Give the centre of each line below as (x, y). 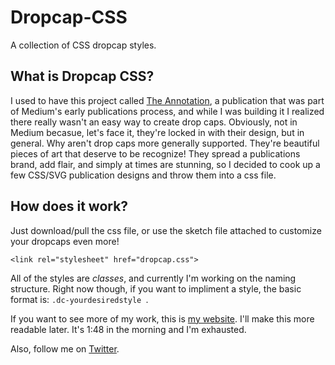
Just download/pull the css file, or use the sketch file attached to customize (166, 230)
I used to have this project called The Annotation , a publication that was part (167, 100)
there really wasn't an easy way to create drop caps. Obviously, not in (154, 122)
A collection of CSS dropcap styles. (83, 45)
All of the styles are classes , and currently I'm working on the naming (153, 278)
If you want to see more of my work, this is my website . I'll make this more (162, 318)
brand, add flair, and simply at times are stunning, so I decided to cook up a (165, 164)
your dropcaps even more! (65, 241)
